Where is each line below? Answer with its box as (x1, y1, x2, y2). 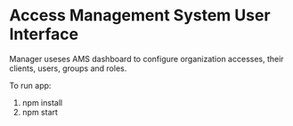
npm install (21, 97, 63, 107)
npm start (21, 106, 58, 117)
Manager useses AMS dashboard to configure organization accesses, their (9, 53, 284, 64)
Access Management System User (9, 5, 271, 26)
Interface (9, 24, 78, 44)
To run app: (9, 80, 52, 91)
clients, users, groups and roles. (9, 63, 127, 74)
